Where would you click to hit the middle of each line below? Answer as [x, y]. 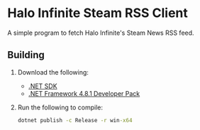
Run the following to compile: [60, 107]
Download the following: [53, 72]
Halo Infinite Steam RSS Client [98, 13]
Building [26, 55]
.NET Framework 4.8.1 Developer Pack [84, 93]
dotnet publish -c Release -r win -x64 [75, 120]
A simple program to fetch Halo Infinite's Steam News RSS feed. [101, 33]
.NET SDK [43, 86]
